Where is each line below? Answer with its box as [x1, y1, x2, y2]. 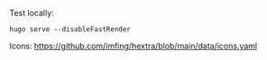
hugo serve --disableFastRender [9, 25, 131, 34]
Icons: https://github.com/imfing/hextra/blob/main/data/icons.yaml [9, 40, 258, 51]
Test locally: [9, 8, 54, 18]
